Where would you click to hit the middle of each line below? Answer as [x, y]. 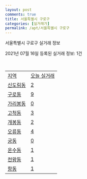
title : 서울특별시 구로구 [28, 19]
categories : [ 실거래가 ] [28, 24]
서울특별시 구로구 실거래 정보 [33, 43]
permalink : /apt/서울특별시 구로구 [37, 28]
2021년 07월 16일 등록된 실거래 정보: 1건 [44, 54]
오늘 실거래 [43, 76]
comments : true [21, 14]
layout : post [18, 10]
